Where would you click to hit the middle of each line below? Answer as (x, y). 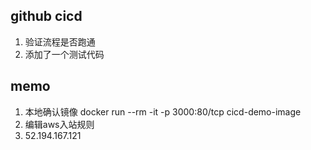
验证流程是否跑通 (60, 41)
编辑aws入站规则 (59, 124)
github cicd (46, 16)
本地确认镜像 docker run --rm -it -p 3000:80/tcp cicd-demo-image (163, 111)
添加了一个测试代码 (64, 54)
